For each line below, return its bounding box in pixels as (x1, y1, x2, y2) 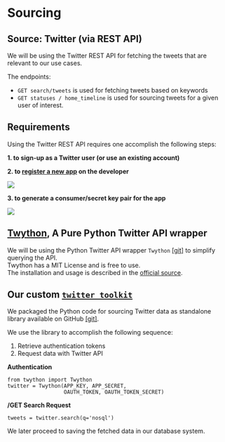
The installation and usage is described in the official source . (7, 268, 183, 276)
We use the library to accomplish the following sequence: (7, 328, 173, 337)
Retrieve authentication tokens (17, 342, 106, 350)
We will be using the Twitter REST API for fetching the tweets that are (7, 51, 207, 60)
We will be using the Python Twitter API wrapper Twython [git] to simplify (7, 246, 216, 254)
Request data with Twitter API (17, 349, 103, 358)
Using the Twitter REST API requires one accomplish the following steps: (7, 140, 217, 148)
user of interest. (17, 101, 64, 109)
